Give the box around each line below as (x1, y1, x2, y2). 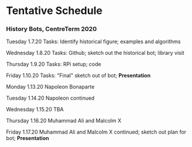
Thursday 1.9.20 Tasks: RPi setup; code (6, 61, 101, 68)
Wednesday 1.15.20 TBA (6, 106, 64, 113)
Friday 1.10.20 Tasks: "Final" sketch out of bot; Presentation (6, 72, 151, 79)
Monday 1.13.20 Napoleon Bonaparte (6, 83, 95, 90)
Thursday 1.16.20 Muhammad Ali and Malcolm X (6, 117, 122, 124)
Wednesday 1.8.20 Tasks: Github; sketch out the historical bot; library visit (6, 50, 184, 57)
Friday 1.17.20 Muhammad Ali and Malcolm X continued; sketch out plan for (6, 128, 187, 135)
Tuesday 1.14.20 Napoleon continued (6, 94, 95, 101)
